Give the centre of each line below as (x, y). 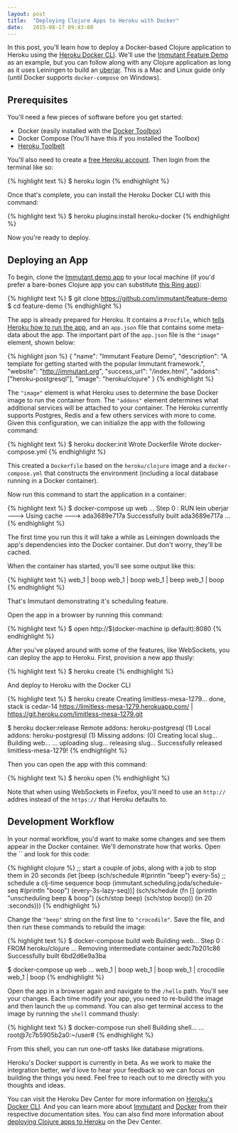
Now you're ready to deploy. (49, 238)
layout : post (27, 14)
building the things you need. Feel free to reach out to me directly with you (117, 1078)
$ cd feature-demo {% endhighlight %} (65, 306)
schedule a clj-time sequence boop (59, 883)
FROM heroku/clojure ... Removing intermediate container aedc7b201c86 (114, 948)
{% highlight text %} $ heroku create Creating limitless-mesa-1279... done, (117, 699)
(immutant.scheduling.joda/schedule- (167, 883)
